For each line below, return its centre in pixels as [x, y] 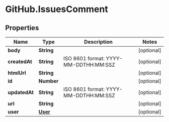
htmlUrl [17, 73]
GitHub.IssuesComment [57, 9]
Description [98, 42]
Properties [22, 28]
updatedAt [21, 92]
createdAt [20, 62]
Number [49, 81]
